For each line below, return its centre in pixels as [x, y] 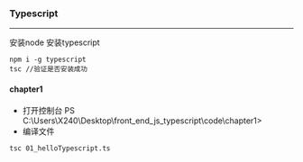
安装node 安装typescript [55, 42]
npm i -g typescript [48, 60]
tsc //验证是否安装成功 [49, 69]
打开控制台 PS [48, 110]
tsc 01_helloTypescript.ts [60, 148]
